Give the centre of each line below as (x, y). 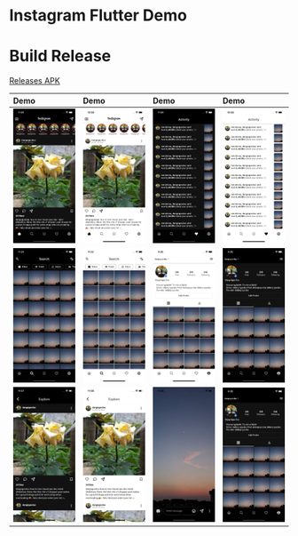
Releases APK (35, 81)
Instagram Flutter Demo (98, 16)
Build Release (60, 56)
